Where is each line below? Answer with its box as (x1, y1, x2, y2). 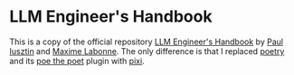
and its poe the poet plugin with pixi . (9, 55, 145, 66)
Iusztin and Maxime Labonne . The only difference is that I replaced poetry (9, 45, 285, 56)
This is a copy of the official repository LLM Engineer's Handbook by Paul (9, 36, 283, 47)
